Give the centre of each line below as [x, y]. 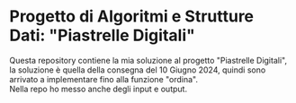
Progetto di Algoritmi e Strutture [132, 17]
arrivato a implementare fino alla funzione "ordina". [103, 79]
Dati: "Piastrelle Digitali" [102, 35]
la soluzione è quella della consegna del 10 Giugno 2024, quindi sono [138, 70]
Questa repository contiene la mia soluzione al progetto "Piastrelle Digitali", [148, 60]
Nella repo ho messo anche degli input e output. [98, 89]
